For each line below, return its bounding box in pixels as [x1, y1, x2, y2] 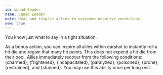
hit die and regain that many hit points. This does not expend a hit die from [5, 49, 157, 55]
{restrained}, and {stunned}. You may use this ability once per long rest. [5, 65, 152, 71]
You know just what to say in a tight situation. [5, 34, 97, 40]
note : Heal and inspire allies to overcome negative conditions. [5, 16, 142, 21]
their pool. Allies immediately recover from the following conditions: [5, 54, 142, 60]
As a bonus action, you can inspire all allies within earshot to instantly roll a [5, 44, 158, 50]
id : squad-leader [5, 7, 41, 12]
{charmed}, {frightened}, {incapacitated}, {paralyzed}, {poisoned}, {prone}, [5, 59, 159, 65]
